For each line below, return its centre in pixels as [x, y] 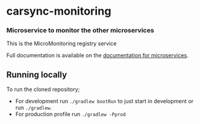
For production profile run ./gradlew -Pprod [70, 114]
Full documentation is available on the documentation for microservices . [98, 56]
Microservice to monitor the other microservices [80, 31]
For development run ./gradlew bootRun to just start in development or [104, 101]
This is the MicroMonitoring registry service [62, 43]
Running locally [37, 75]
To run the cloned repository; [43, 89]
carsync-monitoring [59, 11]
